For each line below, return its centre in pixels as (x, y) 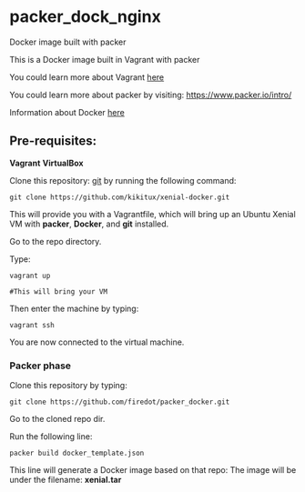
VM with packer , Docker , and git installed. (89, 224)
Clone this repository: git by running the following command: (123, 180)
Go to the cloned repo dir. (57, 419)
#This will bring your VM (58, 291)
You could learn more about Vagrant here (87, 77)
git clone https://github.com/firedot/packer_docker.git (120, 402)
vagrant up (30, 276)
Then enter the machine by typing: (74, 308)
